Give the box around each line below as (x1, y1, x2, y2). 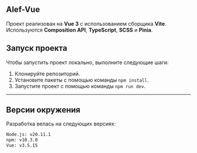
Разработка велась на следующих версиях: (6, 120, 116, 127)
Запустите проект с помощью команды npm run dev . (14, 82, 145, 89)
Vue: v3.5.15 (6, 142, 38, 148)
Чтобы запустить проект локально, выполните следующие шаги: (6, 58, 169, 66)
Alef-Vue (6, 5, 40, 15)
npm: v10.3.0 (6, 137, 38, 143)
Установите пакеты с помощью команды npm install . (14, 76, 149, 84)
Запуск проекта (6, 43, 67, 53)
